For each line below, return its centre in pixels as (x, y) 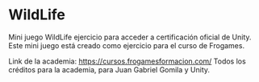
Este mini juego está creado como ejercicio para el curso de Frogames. (126, 45)
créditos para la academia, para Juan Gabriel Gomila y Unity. (109, 69)
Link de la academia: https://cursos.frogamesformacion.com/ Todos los (127, 61)
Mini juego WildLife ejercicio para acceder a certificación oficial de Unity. (130, 37)
